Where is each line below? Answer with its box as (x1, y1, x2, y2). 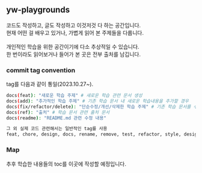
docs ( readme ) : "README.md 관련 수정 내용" (6, 115, 107, 121)
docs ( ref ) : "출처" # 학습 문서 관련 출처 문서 (6, 109, 110, 115)
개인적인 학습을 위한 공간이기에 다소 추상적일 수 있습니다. (6, 43, 139, 50)
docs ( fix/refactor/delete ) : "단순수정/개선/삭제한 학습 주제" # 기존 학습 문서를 (6, 104, 191, 110)
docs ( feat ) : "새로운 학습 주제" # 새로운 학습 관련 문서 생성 (6, 93, 142, 99)
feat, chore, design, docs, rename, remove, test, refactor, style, (6, 131, 182, 137)
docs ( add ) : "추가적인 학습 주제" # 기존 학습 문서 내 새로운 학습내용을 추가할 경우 (6, 98, 189, 104)
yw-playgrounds (6, 5, 70, 15)
